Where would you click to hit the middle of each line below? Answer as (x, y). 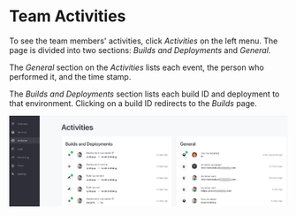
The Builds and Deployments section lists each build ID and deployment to (144, 94)
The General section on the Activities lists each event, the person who (137, 67)
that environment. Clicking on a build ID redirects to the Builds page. (133, 103)
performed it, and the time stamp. (70, 76)
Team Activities (68, 16)
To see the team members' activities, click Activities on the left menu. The (144, 41)
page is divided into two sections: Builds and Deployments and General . (140, 50)
